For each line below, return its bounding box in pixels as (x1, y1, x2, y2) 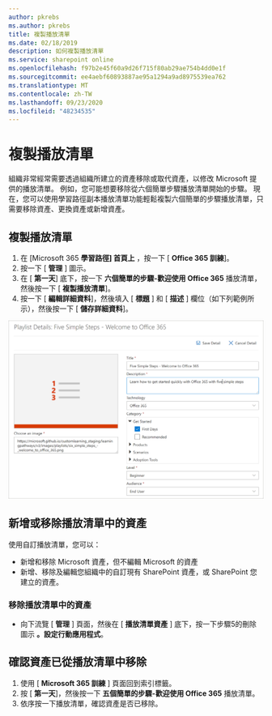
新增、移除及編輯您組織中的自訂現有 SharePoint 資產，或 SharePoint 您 (19, 567, 257, 577)
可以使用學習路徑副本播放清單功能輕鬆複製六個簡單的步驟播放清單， (29, 194, 257, 204)
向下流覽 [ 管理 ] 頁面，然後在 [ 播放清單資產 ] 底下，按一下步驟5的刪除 (19, 620, 257, 629)
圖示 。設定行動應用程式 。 (19, 629, 108, 639)
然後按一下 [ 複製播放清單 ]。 (19, 283, 115, 293)
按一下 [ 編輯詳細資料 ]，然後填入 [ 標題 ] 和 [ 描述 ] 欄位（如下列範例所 (19, 294, 255, 303)
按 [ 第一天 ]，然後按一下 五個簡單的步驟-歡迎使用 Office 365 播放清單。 (19, 688, 260, 698)
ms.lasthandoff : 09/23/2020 (8, 98, 104, 107)
